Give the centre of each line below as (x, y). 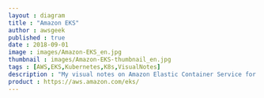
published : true (37, 38)
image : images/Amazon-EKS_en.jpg (65, 52)
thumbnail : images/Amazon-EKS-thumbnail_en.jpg (90, 60)
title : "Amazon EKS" (44, 23)
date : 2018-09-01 (38, 45)
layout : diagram (37, 15)
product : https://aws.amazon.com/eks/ (74, 81)
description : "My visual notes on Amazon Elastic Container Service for (132, 74)
